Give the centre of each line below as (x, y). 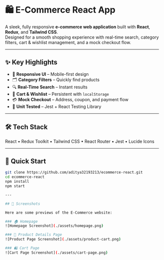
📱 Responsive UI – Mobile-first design (50, 74)
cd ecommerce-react (25, 177)
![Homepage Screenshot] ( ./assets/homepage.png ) (54, 226)
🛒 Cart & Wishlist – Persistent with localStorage (61, 94)
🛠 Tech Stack (26, 127)
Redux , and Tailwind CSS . (31, 32)
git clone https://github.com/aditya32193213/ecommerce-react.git (74, 173)
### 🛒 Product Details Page (34, 235)
